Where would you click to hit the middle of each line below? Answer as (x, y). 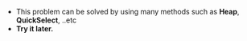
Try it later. (35, 29)
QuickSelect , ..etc (46, 20)
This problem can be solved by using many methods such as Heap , (128, 12)
